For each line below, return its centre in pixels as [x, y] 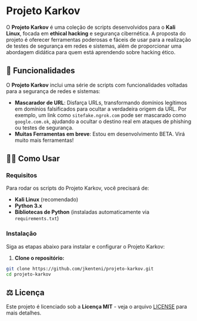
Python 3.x [28, 206]
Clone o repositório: [39, 258]
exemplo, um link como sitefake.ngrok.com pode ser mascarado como [100, 115]
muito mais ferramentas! [44, 140]
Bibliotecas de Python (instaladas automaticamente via [82, 212]
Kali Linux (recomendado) [46, 200]
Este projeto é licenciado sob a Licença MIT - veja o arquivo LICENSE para [96, 307]
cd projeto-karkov [29, 274]
